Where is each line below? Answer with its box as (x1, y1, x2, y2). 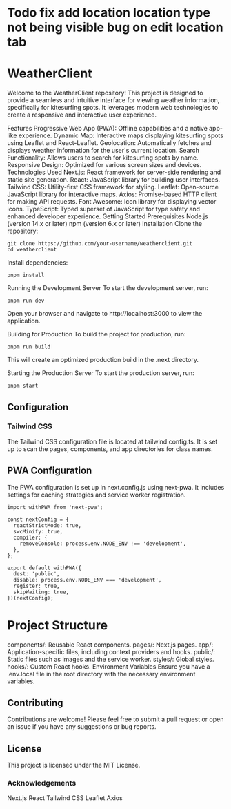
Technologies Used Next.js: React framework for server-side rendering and (7, 168, 221, 177)
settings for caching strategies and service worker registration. (7, 491, 186, 499)
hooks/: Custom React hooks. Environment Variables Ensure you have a (7, 662, 210, 671)
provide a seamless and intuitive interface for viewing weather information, (7, 96, 220, 104)
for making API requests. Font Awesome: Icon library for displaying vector (7, 198, 217, 206)
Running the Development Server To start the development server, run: (7, 284, 208, 292)
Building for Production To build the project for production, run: (7, 330, 186, 339)
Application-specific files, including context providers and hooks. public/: (7, 647, 215, 656)
